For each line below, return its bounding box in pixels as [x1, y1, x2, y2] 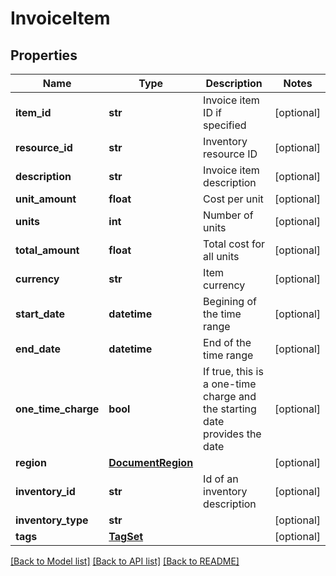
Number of [203, 208, 254, 222]
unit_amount [15, 192, 77, 206]
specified [203, 118, 247, 132]
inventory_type [15, 513, 89, 527]
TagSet [108, 530, 144, 543]
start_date [15, 307, 66, 321]
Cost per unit [203, 192, 264, 206]
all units [203, 250, 240, 263]
